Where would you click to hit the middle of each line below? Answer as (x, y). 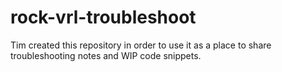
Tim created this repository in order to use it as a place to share (141, 45)
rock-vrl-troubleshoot (103, 17)
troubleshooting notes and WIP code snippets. (106, 55)
